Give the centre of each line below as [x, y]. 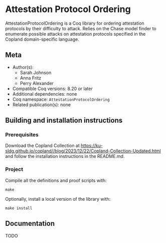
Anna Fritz [31, 78]
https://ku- [92, 146]
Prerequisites [22, 135]
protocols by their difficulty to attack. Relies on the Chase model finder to [81, 28]
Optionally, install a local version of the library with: [58, 199]
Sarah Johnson [36, 72]
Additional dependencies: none [45, 94]
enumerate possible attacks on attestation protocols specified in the [75, 34]
